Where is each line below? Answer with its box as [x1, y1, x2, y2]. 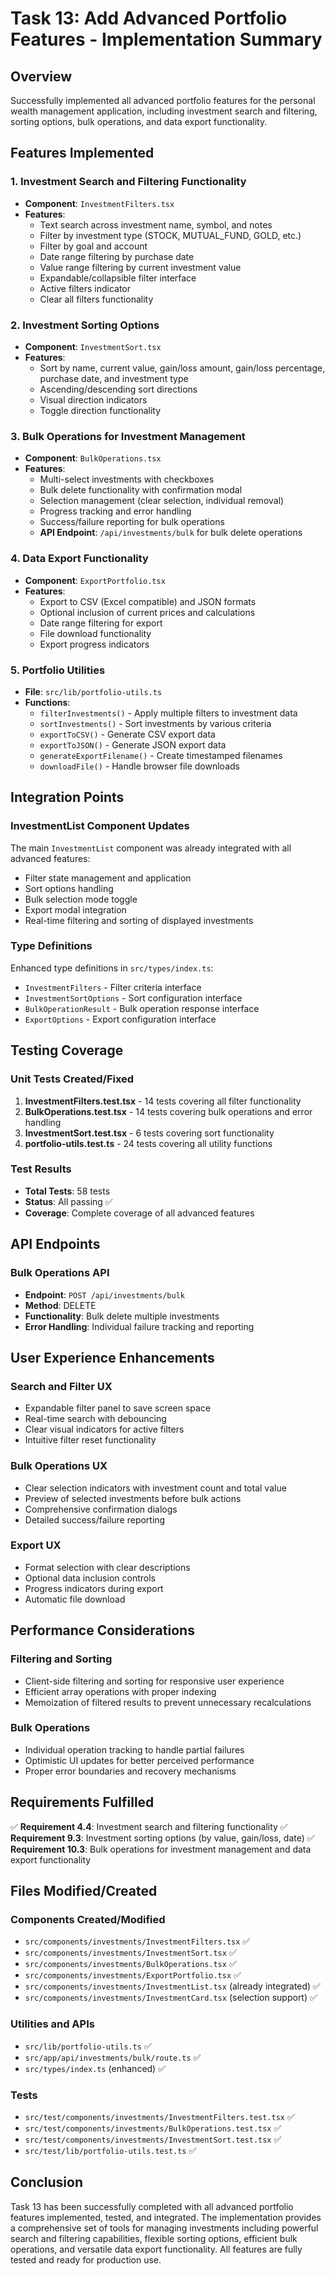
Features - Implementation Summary [10, 28, 323, 51]
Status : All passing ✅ [24, 1195, 113, 1207]
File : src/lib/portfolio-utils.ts [24, 685, 163, 697]
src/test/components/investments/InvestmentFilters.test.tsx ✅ [24, 2110, 295, 2122]
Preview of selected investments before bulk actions [24, 1492, 242, 1504]
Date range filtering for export [39, 617, 163, 629]
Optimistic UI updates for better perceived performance [24, 1754, 255, 1766]
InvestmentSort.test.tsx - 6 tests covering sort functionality [24, 1127, 275, 1139]
